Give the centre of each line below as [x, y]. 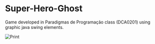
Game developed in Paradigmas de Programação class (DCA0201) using [78, 22]
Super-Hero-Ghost [44, 9]
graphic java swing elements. [34, 27]
